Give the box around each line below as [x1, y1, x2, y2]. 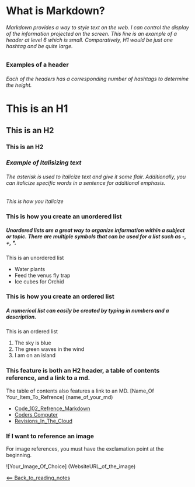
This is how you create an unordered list [6, 212, 122, 221]
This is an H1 [6, 102, 68, 116]
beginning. [6, 451, 32, 458]
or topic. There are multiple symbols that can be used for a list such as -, [6, 233, 187, 240]
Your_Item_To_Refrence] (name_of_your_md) [6, 393, 113, 400]
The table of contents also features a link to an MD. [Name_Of [6, 387, 155, 394]
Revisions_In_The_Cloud [14, 417, 73, 424]
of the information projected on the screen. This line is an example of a [6, 30, 177, 37]
